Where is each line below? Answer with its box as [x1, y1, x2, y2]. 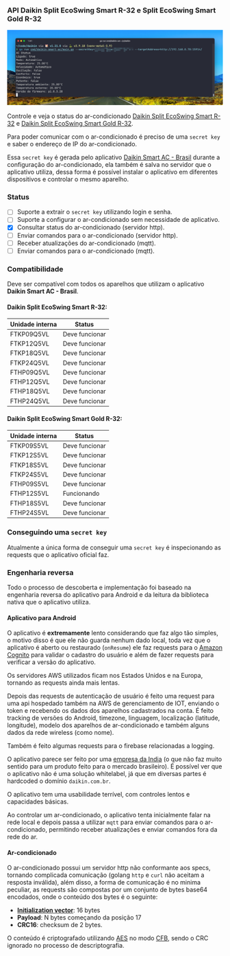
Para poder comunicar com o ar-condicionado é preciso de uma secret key [7, 133, 220, 141]
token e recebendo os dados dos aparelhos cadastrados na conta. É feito [7, 707, 214, 715]
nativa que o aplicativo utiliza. [7, 597, 91, 606]
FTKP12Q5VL [10, 339, 50, 348]
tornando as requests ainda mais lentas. [7, 679, 120, 687]
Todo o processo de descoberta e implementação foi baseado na [7, 583, 192, 591]
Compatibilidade [7, 264, 64, 273]
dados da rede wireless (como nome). [7, 729, 114, 737]
